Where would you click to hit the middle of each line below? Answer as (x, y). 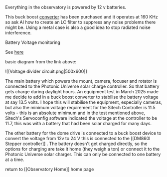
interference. (18, 33)
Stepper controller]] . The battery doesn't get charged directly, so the (76, 144)
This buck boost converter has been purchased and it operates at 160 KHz (82, 17)
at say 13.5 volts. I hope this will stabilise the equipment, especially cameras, (84, 102)
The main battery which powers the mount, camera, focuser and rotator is (81, 81)
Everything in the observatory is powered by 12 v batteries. (66, 7)
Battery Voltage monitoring (33, 42)
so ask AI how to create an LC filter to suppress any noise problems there (81, 22)
